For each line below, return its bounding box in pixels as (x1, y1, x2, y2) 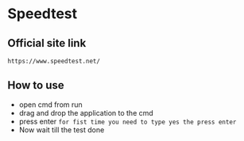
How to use (7, 78, 64, 92)
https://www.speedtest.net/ (7, 57, 101, 65)
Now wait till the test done (18, 124, 105, 135)
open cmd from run (18, 100, 83, 109)
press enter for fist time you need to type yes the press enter (18, 116, 237, 126)
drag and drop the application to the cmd (18, 108, 154, 117)
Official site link (7, 36, 87, 50)
